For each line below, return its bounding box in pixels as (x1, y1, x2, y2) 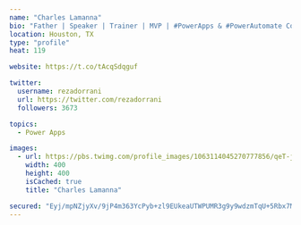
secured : (9, 202, 42, 211)
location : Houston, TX (9, 29, 94, 38)
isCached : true (25, 177, 82, 186)
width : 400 (25, 161, 66, 170)
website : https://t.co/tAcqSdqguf (9, 62, 139, 71)
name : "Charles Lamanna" (9, 12, 102, 22)
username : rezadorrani (17, 87, 102, 96)
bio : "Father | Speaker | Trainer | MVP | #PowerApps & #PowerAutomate (9, 21, 282, 30)
